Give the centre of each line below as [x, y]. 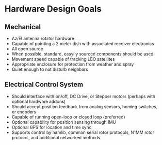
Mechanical [23, 27]
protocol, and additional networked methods [56, 137]
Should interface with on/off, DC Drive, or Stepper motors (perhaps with [83, 96]
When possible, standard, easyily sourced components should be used [82, 54]
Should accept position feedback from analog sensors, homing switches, [84, 106]
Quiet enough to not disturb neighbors [50, 69]
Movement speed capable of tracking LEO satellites [63, 59]
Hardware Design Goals [53, 9]
